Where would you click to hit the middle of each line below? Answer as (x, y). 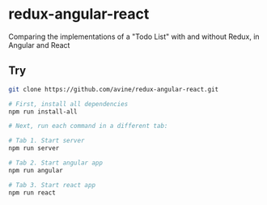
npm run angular (36, 170)
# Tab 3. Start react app (52, 185)
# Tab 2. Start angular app (56, 163)
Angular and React (39, 45)
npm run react (32, 192)
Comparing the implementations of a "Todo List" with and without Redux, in (134, 36)
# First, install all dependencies (68, 104)
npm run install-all (43, 111)
